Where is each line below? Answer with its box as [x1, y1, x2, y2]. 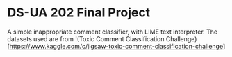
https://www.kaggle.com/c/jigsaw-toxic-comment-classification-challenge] [9, 42, 226, 50]
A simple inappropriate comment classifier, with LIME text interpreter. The [7, 27, 217, 36]
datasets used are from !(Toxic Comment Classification [7, 34, 165, 43]
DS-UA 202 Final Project [7, 5, 151, 21]
